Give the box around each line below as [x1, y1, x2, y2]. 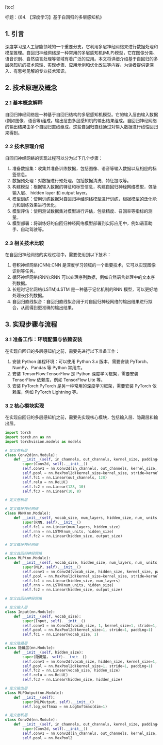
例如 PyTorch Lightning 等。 [25, 389, 81, 395]
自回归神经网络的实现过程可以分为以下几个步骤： [5, 155, 103, 161]
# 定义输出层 [5, 686, 28, 691]
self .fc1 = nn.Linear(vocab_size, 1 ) [22, 632, 98, 637]
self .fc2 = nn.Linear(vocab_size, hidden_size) [22, 668, 120, 673]
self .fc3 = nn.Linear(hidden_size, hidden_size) [22, 677, 123, 682]
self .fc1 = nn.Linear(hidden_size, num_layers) [22, 578, 120, 583]
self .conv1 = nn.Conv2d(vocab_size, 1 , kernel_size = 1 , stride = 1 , [22, 623, 158, 628]
